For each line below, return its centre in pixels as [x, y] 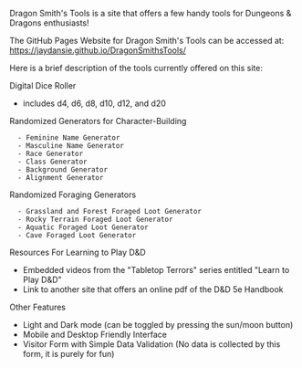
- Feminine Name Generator [69, 138]
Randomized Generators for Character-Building [98, 121]
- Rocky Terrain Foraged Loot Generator [95, 219]
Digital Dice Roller [43, 85]
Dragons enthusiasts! [49, 23]
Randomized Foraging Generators [73, 195]
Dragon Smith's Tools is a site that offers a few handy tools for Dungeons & [151, 13]
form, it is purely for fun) [68, 354]
